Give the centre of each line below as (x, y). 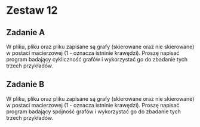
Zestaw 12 (32, 10)
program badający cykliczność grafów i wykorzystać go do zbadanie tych (97, 59)
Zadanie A (26, 32)
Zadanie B (25, 84)
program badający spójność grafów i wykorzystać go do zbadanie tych (93, 111)
